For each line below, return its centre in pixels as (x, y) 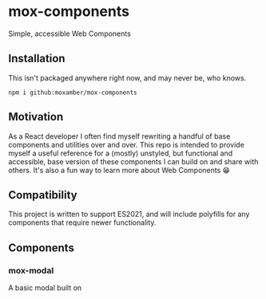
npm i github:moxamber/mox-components (73, 92)
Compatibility (43, 195)
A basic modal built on (45, 288)
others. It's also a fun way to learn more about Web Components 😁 (119, 170)
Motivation (36, 117)
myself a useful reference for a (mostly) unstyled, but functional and (121, 153)
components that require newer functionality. (82, 222)
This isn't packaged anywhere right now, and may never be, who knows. (127, 77)
